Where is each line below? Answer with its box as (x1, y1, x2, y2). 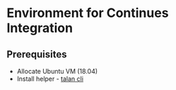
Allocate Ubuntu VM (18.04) (16, 67, 98, 75)
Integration (6, 20, 74, 36)
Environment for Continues (6, 5, 169, 21)
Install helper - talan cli (16, 74, 84, 83)
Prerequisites (6, 48, 67, 60)
